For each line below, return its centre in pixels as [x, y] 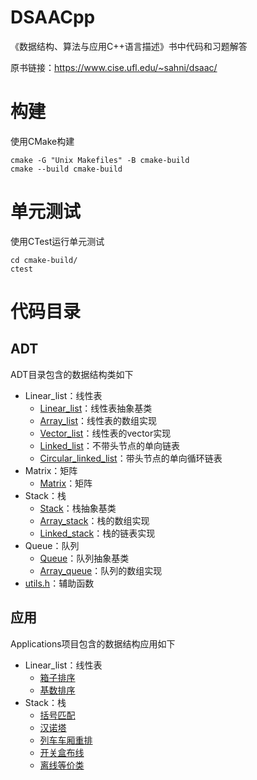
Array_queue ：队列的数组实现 [101, 570]
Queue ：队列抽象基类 [84, 558]
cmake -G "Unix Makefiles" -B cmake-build [100, 160]
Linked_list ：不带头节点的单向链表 [109, 445]
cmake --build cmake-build [66, 169]
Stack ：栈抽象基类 [78, 508]
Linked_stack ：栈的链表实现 [97, 533]
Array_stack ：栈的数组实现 [94, 520]
